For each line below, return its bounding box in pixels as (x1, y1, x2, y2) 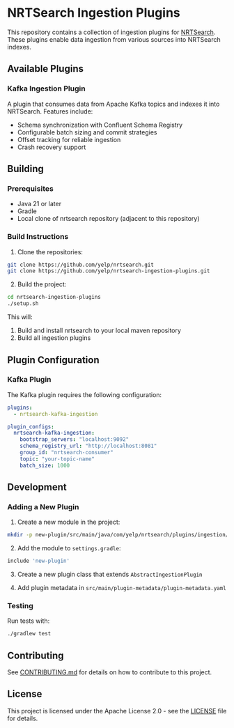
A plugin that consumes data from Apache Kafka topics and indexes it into (7, 100, 220, 108)
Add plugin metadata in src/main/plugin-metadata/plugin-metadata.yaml (17, 584, 226, 592)
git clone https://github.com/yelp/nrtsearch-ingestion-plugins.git (7, 268, 210, 274)
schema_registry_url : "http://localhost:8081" (19, 442, 157, 450)
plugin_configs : (7, 423, 54, 430)
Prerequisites (7, 183, 54, 193)
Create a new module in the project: (17, 518, 120, 527)
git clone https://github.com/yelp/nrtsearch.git (7, 261, 155, 268)
